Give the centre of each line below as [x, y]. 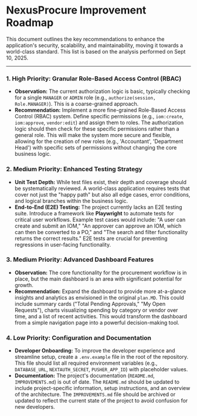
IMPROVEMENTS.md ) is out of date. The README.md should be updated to [97, 382]
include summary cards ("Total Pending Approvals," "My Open [90, 304]
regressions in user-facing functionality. [63, 244]
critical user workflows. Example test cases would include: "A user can [100, 219]
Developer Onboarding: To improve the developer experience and [95, 351]
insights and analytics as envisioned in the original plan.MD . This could [99, 297]
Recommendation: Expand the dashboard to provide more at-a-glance [100, 291]
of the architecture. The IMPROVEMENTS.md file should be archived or [95, 394]
